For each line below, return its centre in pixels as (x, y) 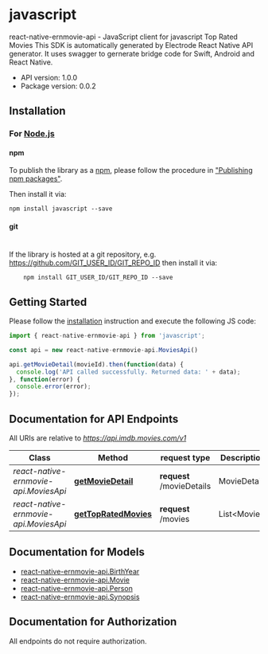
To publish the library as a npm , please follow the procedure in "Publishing (131, 170)
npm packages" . (36, 179)
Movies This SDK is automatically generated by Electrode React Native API (131, 45)
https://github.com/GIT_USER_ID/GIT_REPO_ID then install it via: (113, 263)
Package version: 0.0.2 (58, 86)
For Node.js (32, 134)
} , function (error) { (45, 379)
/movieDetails (185, 486)
